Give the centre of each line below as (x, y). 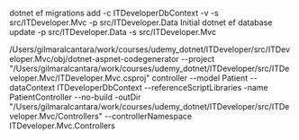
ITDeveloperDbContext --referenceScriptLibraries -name (163, 87)
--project (198, 59)
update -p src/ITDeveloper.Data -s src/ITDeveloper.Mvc (113, 32)
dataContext (32, 87)
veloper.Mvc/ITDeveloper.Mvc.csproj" (80, 78)
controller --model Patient (200, 78)
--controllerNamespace (148, 116)
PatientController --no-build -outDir (75, 97)
